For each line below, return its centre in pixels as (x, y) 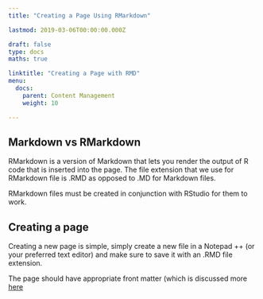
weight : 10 (41, 103)
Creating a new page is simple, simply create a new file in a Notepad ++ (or (131, 247)
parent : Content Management (69, 95)
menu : (17, 81)
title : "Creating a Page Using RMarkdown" (79, 16)
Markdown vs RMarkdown (75, 142)
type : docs (26, 52)
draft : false (30, 45)
